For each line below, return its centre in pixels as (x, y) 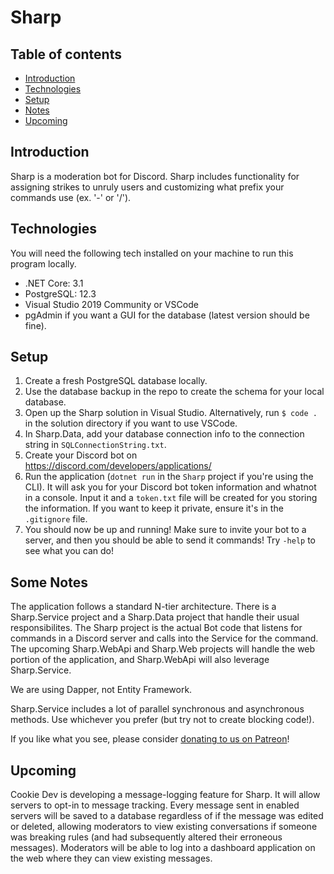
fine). (35, 325)
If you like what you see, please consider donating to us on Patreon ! (150, 739)
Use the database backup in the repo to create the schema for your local (174, 392)
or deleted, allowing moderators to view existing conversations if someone (164, 827)
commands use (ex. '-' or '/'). (71, 197)
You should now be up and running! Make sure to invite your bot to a (165, 530)
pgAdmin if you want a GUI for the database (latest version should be (167, 315)
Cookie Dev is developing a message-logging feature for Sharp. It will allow (165, 795)
